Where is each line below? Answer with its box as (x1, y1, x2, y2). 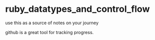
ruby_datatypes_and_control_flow (5, 3, 150, 15)
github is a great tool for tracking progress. (5, 29, 94, 35)
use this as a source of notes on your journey (5, 20, 99, 26)
